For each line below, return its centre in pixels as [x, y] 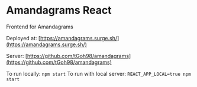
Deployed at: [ [23, 38]
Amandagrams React [59, 10]
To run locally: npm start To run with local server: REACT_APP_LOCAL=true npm [98, 73]
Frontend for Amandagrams [40, 27]
